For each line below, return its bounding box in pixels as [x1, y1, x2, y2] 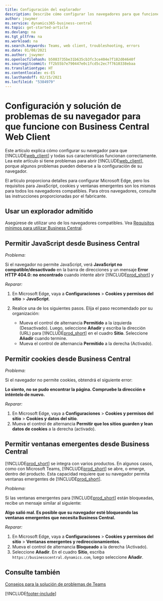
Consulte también [5, 568, 60, 577]
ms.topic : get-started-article [5, 25, 68, 30]
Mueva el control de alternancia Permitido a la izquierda [19, 320, 132, 326]
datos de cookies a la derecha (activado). [12, 426, 96, 432]
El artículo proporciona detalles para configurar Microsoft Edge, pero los [5, 177, 149, 183]
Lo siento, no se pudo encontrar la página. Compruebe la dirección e [5, 387, 146, 392]
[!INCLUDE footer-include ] [5, 590, 57, 596]
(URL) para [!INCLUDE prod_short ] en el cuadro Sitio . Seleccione [19, 330, 148, 336]
